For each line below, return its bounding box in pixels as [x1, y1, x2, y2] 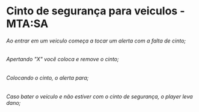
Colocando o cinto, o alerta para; [6, 74, 89, 81]
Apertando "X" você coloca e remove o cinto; [6, 56, 119, 63]
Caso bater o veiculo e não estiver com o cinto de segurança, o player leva [6, 93, 194, 100]
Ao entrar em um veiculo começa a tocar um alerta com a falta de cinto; [6, 37, 186, 44]
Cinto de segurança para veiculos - [6, 4, 185, 18]
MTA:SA [6, 17, 49, 31]
